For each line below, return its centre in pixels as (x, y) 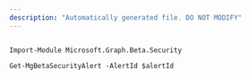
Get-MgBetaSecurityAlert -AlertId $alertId (92, 66)
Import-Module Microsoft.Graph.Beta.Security (95, 50)
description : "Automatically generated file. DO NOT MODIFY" (126, 18)
